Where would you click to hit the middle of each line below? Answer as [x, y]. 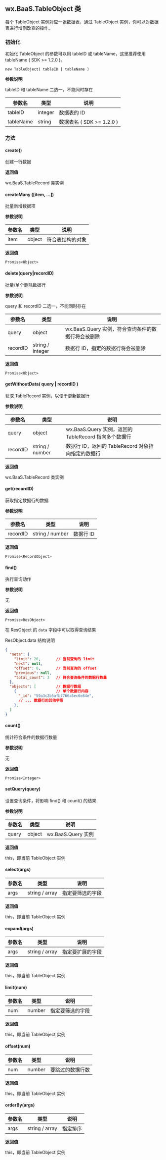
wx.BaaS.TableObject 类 [43, 9]
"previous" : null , [33, 673]
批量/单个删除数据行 [25, 285]
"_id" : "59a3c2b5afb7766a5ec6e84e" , [56, 696]
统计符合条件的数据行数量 [31, 737]
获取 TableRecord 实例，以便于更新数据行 [47, 396]
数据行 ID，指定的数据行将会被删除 [105, 348]
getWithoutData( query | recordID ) [42, 384]
